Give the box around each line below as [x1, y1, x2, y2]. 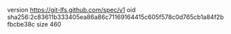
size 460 [36, 20, 62, 28]
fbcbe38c [7, 20, 35, 28]
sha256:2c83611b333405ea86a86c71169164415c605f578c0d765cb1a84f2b [7, 13, 224, 21]
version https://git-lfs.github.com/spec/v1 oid [7, 6, 136, 14]
